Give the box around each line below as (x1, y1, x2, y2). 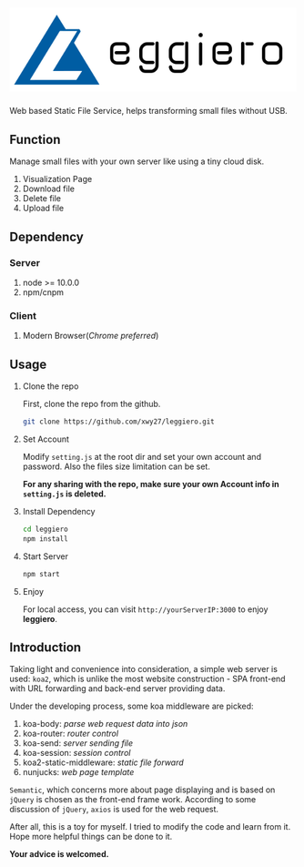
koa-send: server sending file (22, 738, 134, 749)
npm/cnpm (22, 286, 65, 298)
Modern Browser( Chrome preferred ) (22, 331, 159, 342)
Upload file (22, 203, 65, 214)
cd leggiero (22, 525, 68, 534)
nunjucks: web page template (22, 767, 135, 778)
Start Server (22, 550, 68, 562)
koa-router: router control (22, 728, 119, 739)
